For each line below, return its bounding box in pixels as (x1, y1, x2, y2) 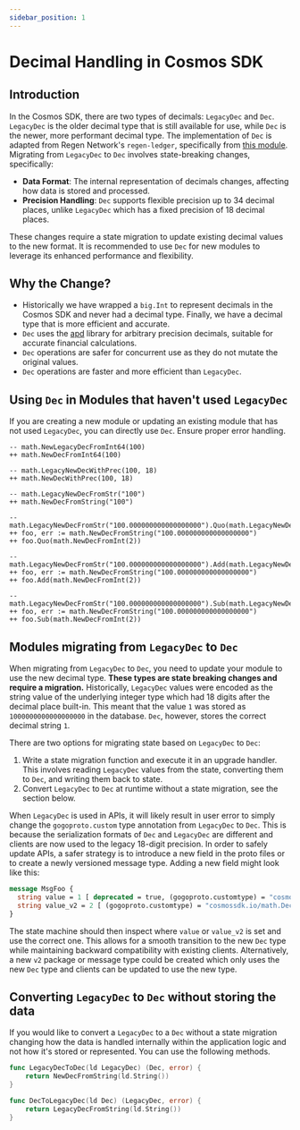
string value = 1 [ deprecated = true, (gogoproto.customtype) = (17, 892, 266, 902)
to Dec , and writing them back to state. (21, 774, 163, 785)
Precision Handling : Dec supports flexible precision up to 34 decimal (21, 194, 275, 206)
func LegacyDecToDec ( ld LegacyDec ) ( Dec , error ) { (9, 1064, 202, 1073)
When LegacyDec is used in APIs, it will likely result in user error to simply (9, 811, 275, 821)
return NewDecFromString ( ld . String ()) (25, 1072, 170, 1081)
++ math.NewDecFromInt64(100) (9, 451, 122, 460)
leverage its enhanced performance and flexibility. (9, 250, 194, 260)
